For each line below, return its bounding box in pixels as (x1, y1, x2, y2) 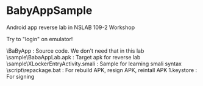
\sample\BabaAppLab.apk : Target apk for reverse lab (6, 53, 141, 61)
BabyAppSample (6, 4, 93, 18)
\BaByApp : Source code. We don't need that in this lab (6, 47, 144, 55)
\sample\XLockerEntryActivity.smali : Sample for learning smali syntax (6, 60, 182, 67)
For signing (6, 73, 35, 80)
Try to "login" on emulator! (6, 35, 73, 42)
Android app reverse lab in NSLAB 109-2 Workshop (6, 24, 135, 31)
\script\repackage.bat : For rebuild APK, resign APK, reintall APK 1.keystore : (6, 66, 198, 73)
